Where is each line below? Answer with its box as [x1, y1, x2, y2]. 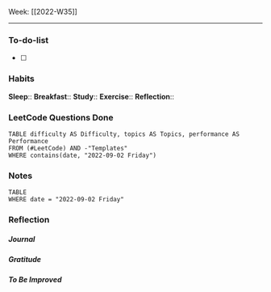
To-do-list [8, 34, 49, 45]
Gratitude [8, 255, 42, 264]
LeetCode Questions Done [8, 112, 115, 123]
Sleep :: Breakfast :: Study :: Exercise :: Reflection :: [8, 91, 175, 101]
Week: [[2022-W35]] [8, 7, 78, 16]
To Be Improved [8, 275, 62, 285]
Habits [8, 73, 35, 84]
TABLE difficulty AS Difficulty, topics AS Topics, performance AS [8, 129, 240, 138]
